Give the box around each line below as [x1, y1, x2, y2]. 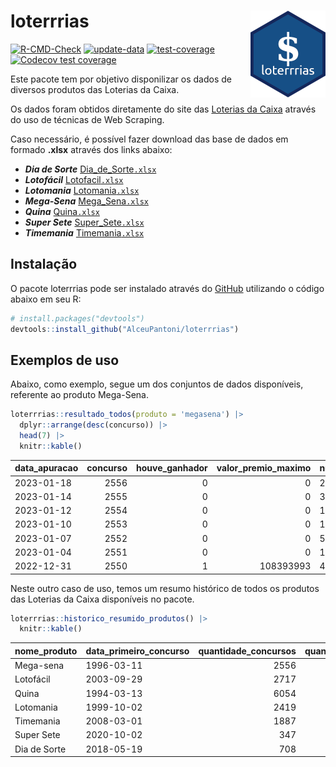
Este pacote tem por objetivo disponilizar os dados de [10, 73, 232, 85]
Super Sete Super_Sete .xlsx [24, 216, 145, 228]
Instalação [10, 256, 78, 273]
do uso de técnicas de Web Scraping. [10, 113, 165, 125]
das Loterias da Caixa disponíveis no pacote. [10, 593, 195, 605]
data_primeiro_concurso [85, 645, 190, 657]
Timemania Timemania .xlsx [24, 226, 145, 239]
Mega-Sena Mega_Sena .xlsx [24, 195, 149, 207]
